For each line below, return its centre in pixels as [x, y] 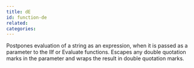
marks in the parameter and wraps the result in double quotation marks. [95, 58]
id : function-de [27, 17]
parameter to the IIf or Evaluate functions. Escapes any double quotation [96, 52]
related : [17, 23]
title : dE [19, 12]
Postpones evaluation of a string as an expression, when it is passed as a [97, 46]
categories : [21, 29]
